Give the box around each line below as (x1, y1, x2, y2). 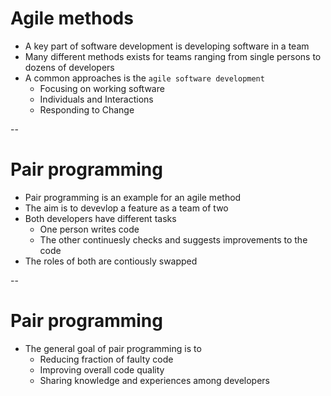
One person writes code (39, 223, 140, 235)
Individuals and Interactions (39, 93, 154, 105)
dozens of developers (24, 61, 115, 73)
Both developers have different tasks (24, 212, 177, 224)
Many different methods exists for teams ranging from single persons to (24, 50, 322, 62)
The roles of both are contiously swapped (24, 255, 198, 267)
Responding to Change (39, 103, 135, 116)
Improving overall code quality (39, 363, 165, 376)
